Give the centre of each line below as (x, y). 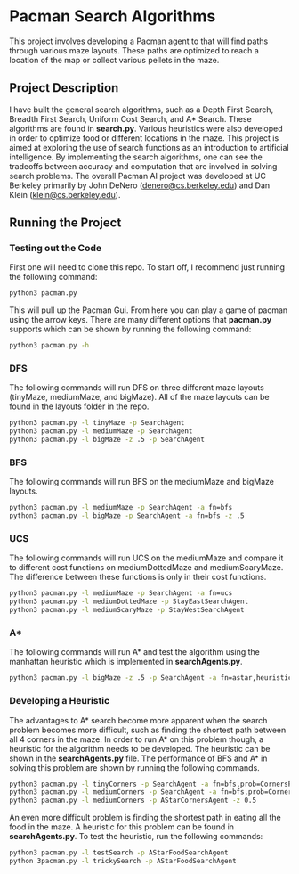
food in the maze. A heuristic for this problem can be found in (121, 827)
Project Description (64, 88)
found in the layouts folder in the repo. (79, 406)
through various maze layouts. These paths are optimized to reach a (134, 50)
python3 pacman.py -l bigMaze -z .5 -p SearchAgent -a (113, 678)
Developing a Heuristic (60, 701)
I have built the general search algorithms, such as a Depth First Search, (141, 110)
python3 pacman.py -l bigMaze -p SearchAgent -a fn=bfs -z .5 (127, 516)
